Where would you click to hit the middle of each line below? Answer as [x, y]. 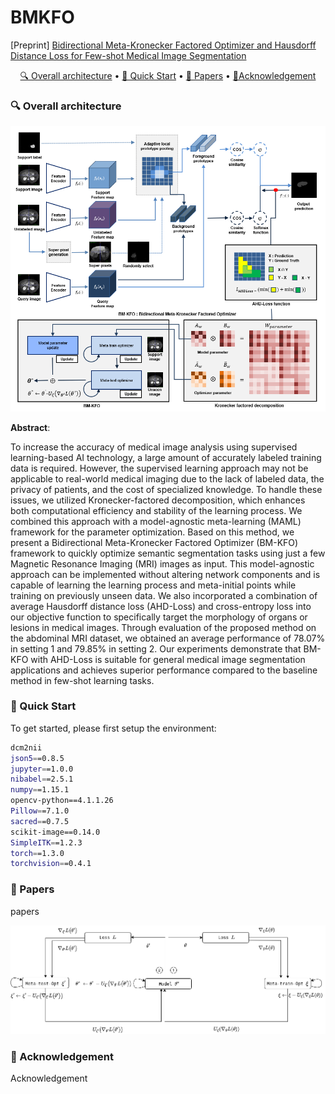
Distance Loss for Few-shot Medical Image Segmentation [128, 55]
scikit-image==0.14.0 [55, 832]
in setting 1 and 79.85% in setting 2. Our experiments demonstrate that [156, 648]
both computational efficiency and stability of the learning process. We [156, 510]
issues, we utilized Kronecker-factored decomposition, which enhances [158, 500]
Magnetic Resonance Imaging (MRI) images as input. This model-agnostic [162, 563]
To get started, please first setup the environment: [113, 728]
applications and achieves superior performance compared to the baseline [164, 670]
